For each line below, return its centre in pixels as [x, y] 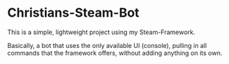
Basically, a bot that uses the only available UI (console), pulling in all [107, 45]
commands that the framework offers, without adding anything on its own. [115, 53]
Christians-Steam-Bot [73, 13]
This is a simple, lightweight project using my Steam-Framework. [101, 32]
